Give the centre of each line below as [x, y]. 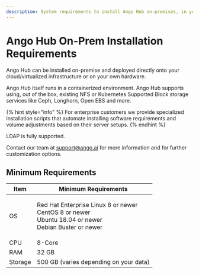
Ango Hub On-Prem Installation [85, 41]
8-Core [48, 243]
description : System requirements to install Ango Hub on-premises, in [96, 12]
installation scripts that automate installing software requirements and [91, 118]
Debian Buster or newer [70, 227]
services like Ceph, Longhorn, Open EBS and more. [69, 100]
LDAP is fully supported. [36, 136]
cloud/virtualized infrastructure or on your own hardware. [76, 76]
